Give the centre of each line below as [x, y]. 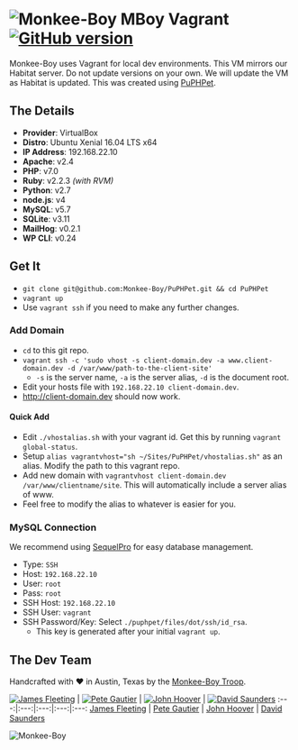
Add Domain [37, 331]
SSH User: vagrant [57, 612]
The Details [42, 111]
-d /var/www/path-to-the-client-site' [140, 368]
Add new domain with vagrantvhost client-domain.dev [124, 476]
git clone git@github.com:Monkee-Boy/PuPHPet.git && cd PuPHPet [145, 288]
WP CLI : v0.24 [49, 238]
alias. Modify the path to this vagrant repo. [101, 466]
